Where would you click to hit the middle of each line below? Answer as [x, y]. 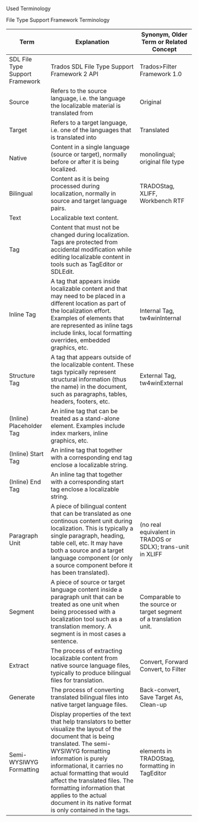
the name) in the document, [89, 387]
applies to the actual [79, 795]
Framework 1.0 [161, 74]
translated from [72, 113]
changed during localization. [90, 235]
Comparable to [160, 597]
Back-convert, [160, 690]
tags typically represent [83, 372]
